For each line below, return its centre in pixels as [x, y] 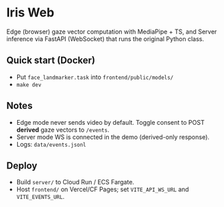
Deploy [22, 166]
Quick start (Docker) [51, 61]
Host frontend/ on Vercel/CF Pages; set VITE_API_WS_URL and [102, 189]
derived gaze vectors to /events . [63, 130]
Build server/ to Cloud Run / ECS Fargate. [75, 182]
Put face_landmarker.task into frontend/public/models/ [95, 77]
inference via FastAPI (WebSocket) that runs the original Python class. [105, 38]
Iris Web [30, 13]
